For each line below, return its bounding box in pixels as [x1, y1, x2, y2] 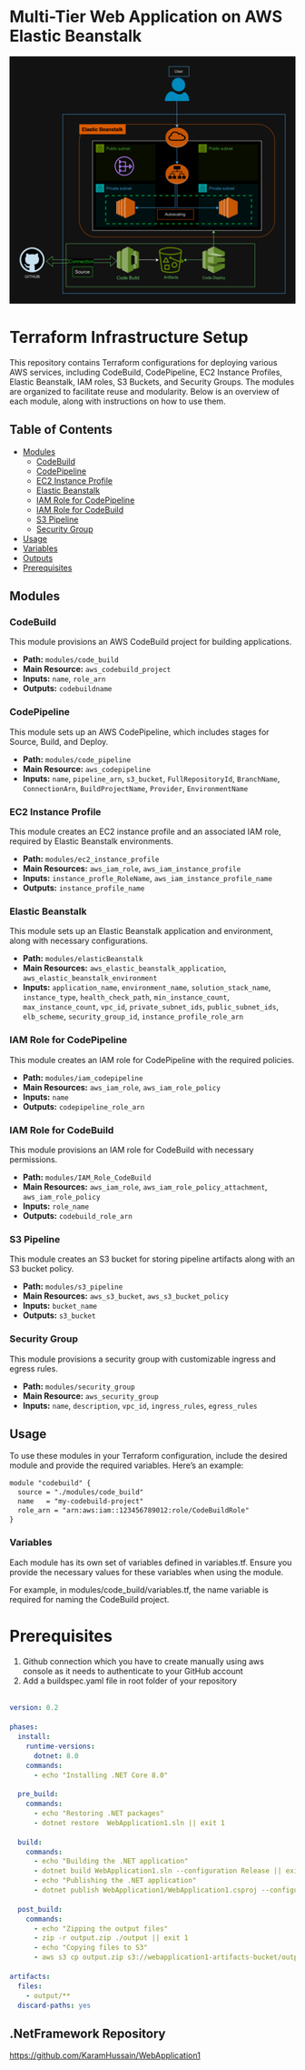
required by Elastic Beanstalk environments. [9, 836, 174, 847]
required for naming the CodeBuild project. [9, 1593, 170, 1604]
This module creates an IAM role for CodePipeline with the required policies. [9, 1054, 295, 1065]
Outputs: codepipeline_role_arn [22, 1100, 145, 1111]
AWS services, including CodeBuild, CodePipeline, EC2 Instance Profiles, [9, 367, 283, 377]
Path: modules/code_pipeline [22, 753, 132, 765]
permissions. [9, 1153, 58, 1165]
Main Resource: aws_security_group [22, 1390, 159, 1402]
